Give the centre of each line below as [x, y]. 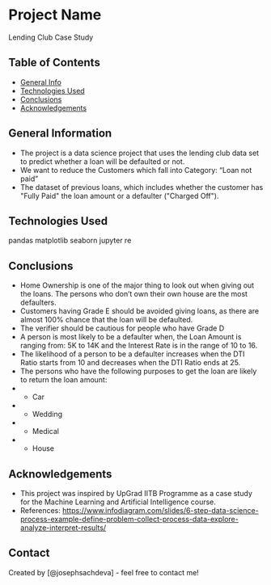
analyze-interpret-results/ [63, 528]
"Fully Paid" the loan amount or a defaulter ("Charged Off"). [119, 196]
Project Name [55, 15]
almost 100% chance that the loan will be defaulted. [106, 320]
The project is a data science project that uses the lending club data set [140, 153]
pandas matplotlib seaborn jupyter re [70, 241]
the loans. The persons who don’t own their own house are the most [134, 294]
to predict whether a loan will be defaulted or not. [102, 161]
